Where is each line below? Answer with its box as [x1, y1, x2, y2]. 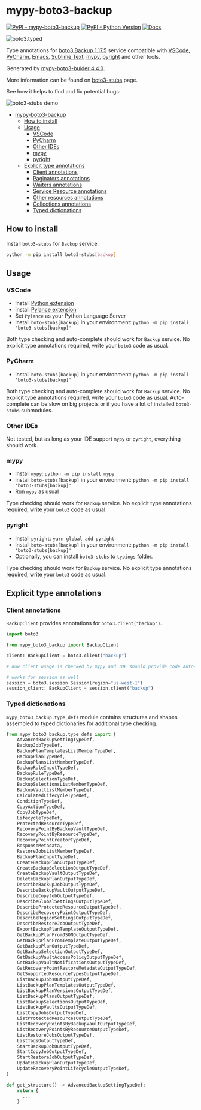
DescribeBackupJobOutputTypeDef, [17, 882, 100, 888]
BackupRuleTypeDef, [17, 770, 66, 776]
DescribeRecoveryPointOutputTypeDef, [17, 909, 111, 916]
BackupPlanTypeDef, [17, 753, 66, 760]
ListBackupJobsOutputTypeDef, [17, 976, 93, 983]
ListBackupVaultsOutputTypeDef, [17, 1005, 98, 1011]
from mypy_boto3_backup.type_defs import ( [6, 731, 117, 737]
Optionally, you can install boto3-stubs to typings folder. [14, 553, 153, 560]
